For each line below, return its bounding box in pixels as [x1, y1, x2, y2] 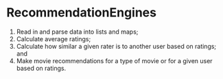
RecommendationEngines [6, 5, 157, 21]
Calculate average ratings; [16, 34, 91, 43]
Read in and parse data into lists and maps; [16, 27, 139, 36]
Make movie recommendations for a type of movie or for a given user [16, 56, 213, 65]
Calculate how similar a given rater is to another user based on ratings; [16, 42, 217, 50]
